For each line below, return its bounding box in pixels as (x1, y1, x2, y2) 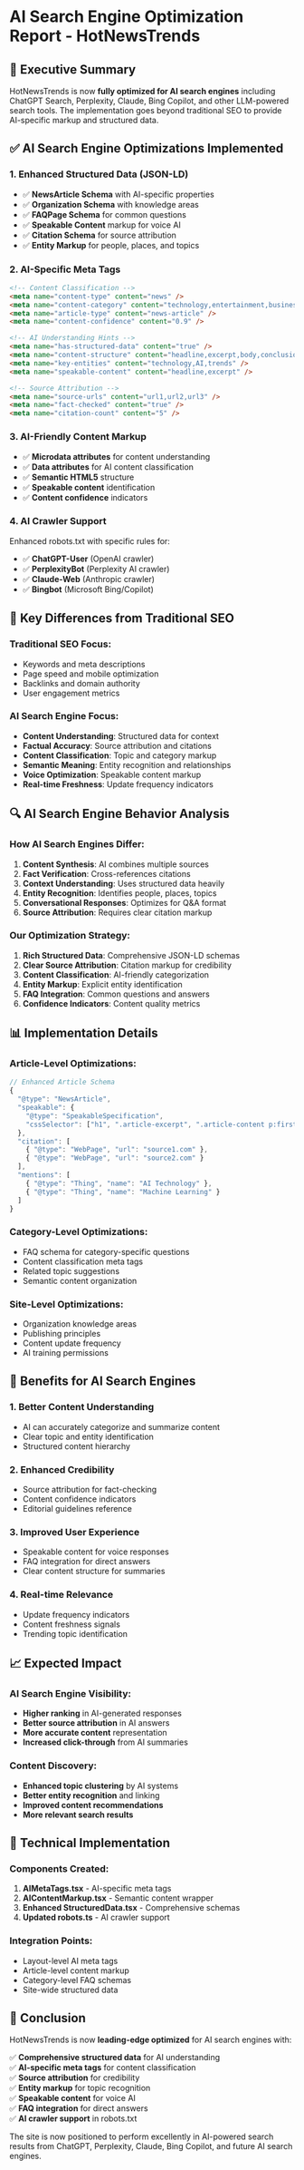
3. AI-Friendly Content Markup (9, 431, 147, 443)
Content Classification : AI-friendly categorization (22, 968, 210, 980)
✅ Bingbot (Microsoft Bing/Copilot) (22, 583, 154, 595)
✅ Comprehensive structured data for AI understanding (9, 2052, 221, 2063)
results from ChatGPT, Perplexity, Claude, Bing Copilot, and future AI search (9, 2141, 293, 2152)
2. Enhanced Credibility (9, 1463, 115, 1475)
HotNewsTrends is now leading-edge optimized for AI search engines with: (9, 2034, 292, 2046)
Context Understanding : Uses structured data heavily (22, 878, 225, 889)
